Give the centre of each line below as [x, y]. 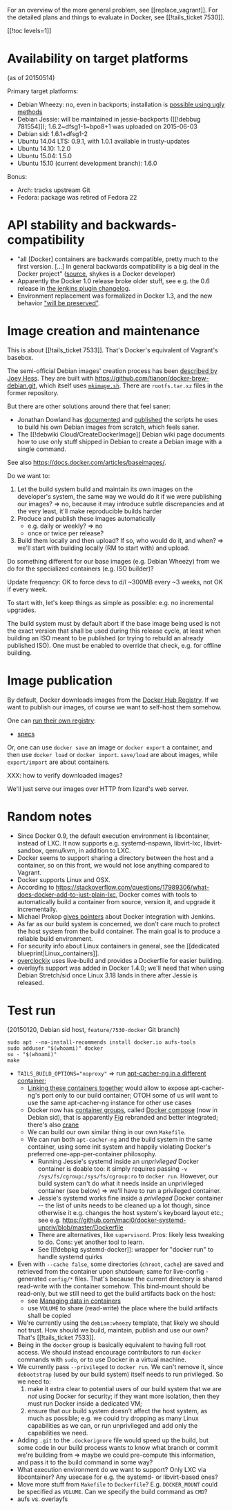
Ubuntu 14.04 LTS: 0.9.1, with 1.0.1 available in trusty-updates [103, 141]
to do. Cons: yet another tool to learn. [91, 1242]
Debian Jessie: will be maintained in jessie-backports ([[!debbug [109, 119]
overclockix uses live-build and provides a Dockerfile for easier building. [120, 960]
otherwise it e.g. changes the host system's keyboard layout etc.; [130, 1212]
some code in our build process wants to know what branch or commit [117, 1447]
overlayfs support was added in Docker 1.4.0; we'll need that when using [120, 968]
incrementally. [37, 909]
